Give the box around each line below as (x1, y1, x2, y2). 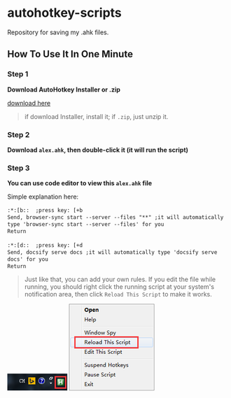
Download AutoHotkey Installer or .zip (7, 85, 121, 94)
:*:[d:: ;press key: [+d (7, 242, 83, 249)
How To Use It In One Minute (7, 48, 133, 60)
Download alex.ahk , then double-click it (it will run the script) (7, 145, 189, 154)
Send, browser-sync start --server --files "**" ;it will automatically (7, 214, 224, 221)
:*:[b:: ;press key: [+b (7, 207, 83, 214)
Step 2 (7, 129, 30, 139)
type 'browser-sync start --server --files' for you (7, 221, 164, 228)
